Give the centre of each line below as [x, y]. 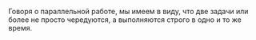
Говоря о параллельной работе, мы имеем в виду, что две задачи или [128, 11]
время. [20, 28]
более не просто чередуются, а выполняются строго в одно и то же [125, 20]
